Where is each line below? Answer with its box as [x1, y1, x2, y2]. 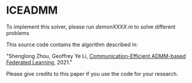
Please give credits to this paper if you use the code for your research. [6, 70, 178, 77]
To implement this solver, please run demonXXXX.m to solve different [6, 23, 176, 30]
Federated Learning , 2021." [6, 59, 72, 66]
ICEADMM [6, 4, 58, 17]
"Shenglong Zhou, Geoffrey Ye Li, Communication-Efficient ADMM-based [6, 52, 186, 59]
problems [6, 29, 30, 36]
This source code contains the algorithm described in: [6, 41, 138, 48]
